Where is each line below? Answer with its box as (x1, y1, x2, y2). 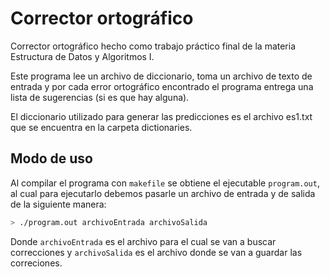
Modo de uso (10, 150, 93, 167)
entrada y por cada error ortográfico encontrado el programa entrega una (10, 80, 314, 92)
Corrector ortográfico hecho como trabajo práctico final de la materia (10, 40, 297, 52)
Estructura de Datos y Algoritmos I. (10, 50, 155, 62)
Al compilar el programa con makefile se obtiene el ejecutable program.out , (10, 177, 320, 189)
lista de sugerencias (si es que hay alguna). (10, 91, 190, 103)
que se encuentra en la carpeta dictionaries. (10, 121, 193, 133)
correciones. (10, 257, 63, 269)
